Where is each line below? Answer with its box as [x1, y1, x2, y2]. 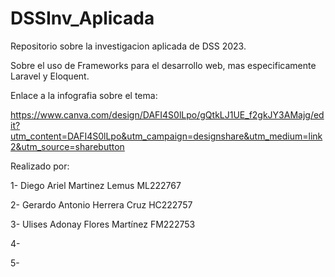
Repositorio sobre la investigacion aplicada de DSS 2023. [10, 40, 247, 52]
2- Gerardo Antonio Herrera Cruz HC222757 [10, 198, 193, 211]
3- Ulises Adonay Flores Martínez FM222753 [10, 218, 196, 230]
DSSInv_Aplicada [10, 7, 155, 30]
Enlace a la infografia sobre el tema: [10, 89, 158, 101]
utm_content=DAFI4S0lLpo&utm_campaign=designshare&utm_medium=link [10, 130, 323, 142]
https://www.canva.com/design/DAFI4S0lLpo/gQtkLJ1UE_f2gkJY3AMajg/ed [10, 108, 325, 121]
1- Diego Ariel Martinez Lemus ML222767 [10, 179, 182, 191]
